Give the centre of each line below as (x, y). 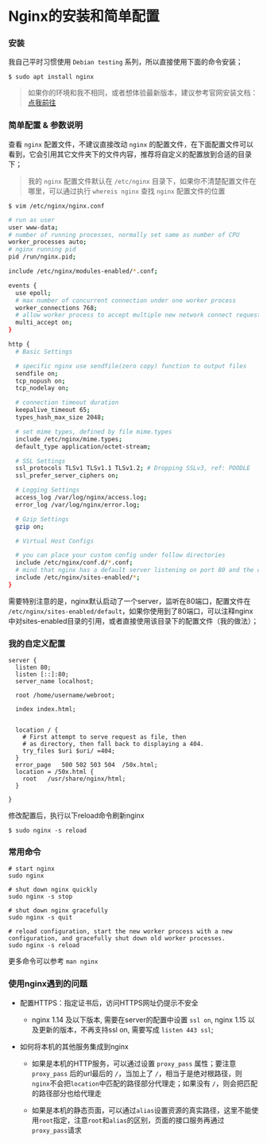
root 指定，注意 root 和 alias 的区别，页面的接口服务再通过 (132, 1120)
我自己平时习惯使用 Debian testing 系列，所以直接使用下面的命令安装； (126, 62)
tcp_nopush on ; (41, 381)
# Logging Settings (48, 490)
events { (23, 286)
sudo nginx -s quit (41, 918)
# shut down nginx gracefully (58, 911)
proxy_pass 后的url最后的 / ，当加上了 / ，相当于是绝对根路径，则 (137, 1073)
